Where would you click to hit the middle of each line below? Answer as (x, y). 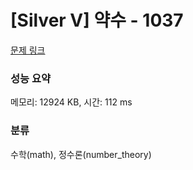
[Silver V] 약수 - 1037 (97, 20)
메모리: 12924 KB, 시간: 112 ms (71, 102)
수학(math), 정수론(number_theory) (81, 154)
